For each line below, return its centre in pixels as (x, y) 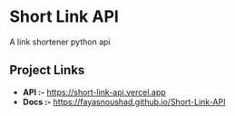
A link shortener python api (60, 42)
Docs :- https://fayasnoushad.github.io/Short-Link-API (124, 101)
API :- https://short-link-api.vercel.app (94, 92)
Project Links (47, 70)
